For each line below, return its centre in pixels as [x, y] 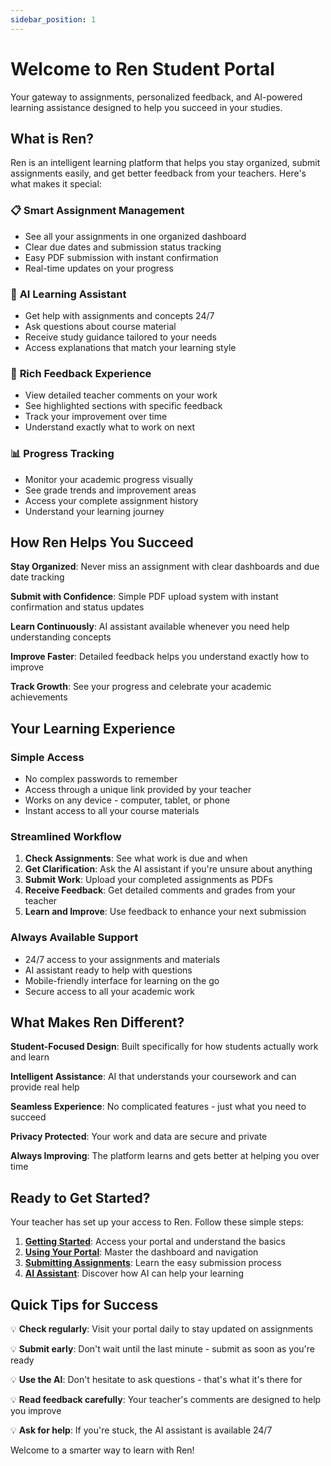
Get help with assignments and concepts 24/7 [119, 315]
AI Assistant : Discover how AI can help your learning [134, 1273]
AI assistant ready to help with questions [108, 970]
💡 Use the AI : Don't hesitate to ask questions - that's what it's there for [156, 1380]
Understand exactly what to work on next [110, 427]
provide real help [45, 1087]
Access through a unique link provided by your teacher [138, 790]
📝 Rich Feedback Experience [81, 373]
